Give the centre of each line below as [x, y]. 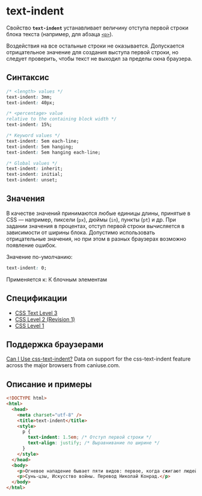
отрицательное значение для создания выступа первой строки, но [92, 52]
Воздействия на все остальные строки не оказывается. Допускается [95, 46]
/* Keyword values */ [33, 135]
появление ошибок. [32, 245]
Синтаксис [28, 77]
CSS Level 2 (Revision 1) [45, 319]
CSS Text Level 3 [36, 313]
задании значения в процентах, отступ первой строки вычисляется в [95, 226]
